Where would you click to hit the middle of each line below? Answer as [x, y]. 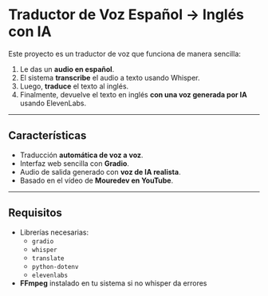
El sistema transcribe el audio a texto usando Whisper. [110, 77]
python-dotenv [55, 266]
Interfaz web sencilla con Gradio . [75, 163]
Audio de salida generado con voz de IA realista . [100, 172]
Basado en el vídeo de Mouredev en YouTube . [97, 180]
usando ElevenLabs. [53, 103]
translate [48, 258]
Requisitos [35, 213]
